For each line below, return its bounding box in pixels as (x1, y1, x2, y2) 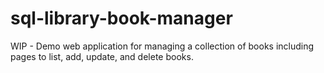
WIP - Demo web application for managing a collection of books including (10, 40, 315, 52)
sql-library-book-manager (10, 7, 233, 30)
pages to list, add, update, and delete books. (10, 50, 194, 62)
